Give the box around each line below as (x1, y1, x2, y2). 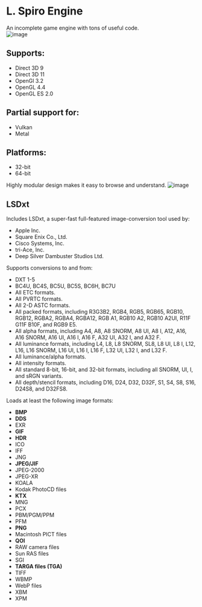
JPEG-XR (14, 473, 39, 480)
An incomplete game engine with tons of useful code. (6, 24, 139, 31)
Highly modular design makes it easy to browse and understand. (6, 181, 166, 189)
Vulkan (14, 123, 33, 131)
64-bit (14, 170, 31, 177)
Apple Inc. (14, 227, 41, 234)
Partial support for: (6, 108, 80, 118)
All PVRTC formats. (14, 295, 63, 303)
